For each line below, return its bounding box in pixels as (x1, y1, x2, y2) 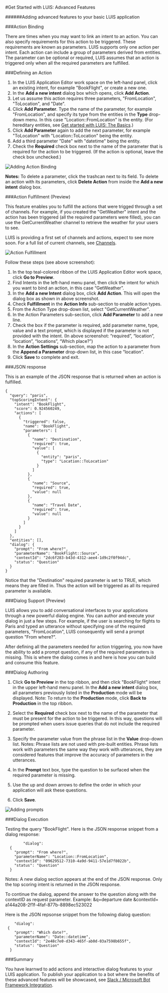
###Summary (5, 956, 34, 962)
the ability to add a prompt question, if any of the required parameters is (5, 649, 154, 655)
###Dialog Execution (5, 817, 49, 822)
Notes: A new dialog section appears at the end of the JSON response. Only (5, 876, 162, 882)
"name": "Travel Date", (32, 503, 82, 508)
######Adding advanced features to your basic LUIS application (5, 14, 140, 20)
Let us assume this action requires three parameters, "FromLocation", (12, 95, 156, 101)
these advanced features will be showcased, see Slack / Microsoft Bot (5, 977, 150, 982)
